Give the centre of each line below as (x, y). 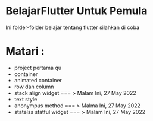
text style (26, 99)
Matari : (25, 51)
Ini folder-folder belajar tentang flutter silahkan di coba (73, 27)
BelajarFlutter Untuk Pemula (76, 11)
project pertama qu (38, 68)
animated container (38, 80)
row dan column (34, 87)
